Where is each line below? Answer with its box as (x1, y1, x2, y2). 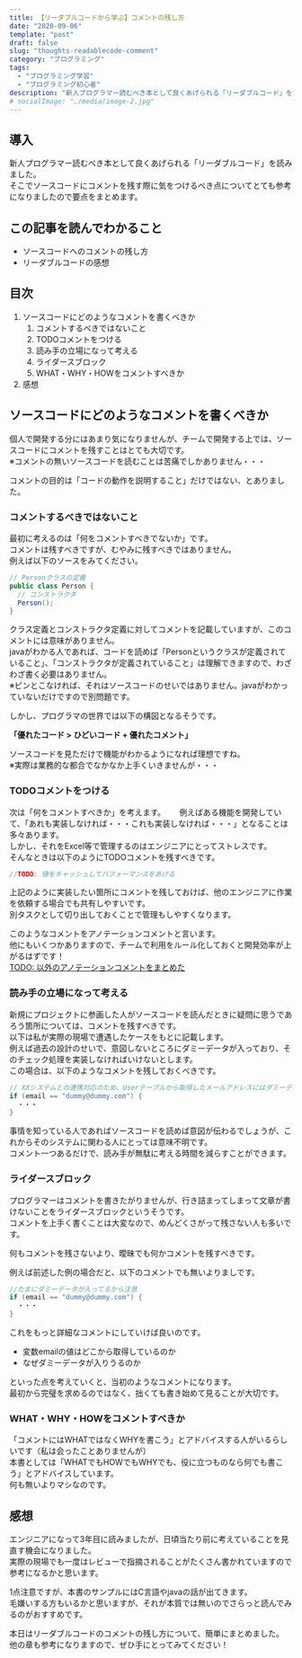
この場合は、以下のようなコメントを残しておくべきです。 (9, 1065, 221, 1076)
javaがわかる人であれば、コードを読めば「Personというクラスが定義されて (9, 646, 287, 657)
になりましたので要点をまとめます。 (9, 191, 143, 202)
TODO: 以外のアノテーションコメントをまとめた (9, 962, 186, 973)
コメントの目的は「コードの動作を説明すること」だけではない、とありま (9, 474, 277, 485)
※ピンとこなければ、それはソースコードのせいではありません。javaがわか (9, 680, 281, 691)
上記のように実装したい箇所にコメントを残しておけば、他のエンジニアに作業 (9, 887, 293, 898)
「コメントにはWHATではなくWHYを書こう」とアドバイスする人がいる (9, 1434, 272, 1445)
